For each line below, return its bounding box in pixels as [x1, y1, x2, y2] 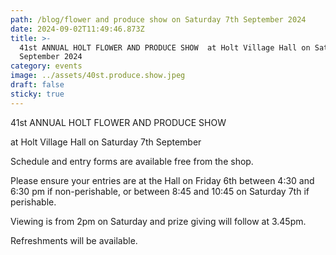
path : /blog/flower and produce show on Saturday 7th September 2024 [10, 14, 307, 25]
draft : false [10, 80, 65, 90]
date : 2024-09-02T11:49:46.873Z [10, 24, 145, 34]
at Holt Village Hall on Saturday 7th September [10, 136, 202, 148]
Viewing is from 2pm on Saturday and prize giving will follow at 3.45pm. [10, 215, 307, 227]
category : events [10, 61, 83, 71]
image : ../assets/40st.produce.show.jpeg [10, 71, 186, 81]
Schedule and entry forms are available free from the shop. [10, 155, 254, 167]
